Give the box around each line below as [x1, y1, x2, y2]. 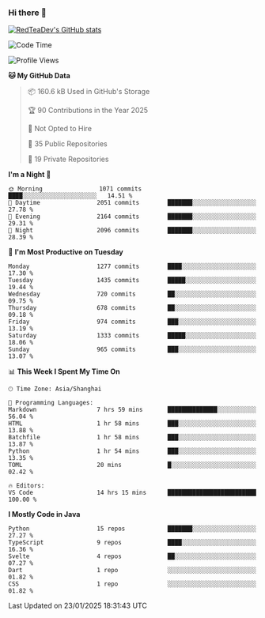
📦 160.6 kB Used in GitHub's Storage [27, 87, 150, 96]
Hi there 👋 [8, 7, 47, 18]
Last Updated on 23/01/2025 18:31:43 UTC [8, 601, 148, 611]
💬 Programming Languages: [8, 399, 93, 407]
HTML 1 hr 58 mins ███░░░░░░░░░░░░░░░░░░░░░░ [8, 420, 257, 428]
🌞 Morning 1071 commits [8, 185, 142, 193]
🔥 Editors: [8, 482, 45, 490]
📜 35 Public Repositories [27, 139, 108, 149]
